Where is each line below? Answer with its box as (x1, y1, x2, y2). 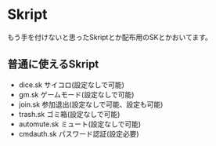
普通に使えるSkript (7, 57, 99, 71)
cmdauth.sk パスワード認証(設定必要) (18, 129, 139, 138)
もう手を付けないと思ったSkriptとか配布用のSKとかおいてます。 (7, 32, 213, 42)
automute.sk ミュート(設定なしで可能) (18, 119, 142, 129)
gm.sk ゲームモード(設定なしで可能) (18, 89, 135, 99)
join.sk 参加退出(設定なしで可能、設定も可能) (18, 100, 164, 109)
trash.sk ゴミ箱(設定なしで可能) (18, 109, 121, 119)
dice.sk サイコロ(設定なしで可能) (18, 80, 124, 89)
